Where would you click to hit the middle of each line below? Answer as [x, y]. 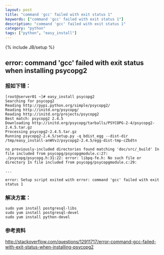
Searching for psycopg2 [30, 101]
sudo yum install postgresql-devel [42, 212]
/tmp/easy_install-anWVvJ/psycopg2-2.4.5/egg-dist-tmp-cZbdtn [71, 140]
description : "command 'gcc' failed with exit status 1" [66, 24]
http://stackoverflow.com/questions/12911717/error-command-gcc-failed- [81, 242]
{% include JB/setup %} [30, 47]
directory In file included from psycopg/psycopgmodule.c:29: [71, 162]
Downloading [17, 123]
